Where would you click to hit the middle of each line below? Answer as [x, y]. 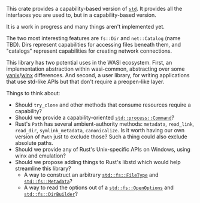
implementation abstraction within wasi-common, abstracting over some [96, 69]
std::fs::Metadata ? [48, 181]
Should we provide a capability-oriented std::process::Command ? [95, 117]
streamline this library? [43, 168]
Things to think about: [33, 93]
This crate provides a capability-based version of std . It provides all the [94, 9]
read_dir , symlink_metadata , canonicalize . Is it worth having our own [100, 130]
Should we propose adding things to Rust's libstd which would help [98, 162]
